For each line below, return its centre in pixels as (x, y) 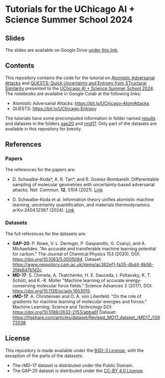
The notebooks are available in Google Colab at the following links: (73, 94)
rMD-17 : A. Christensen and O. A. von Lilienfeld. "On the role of (77, 296)
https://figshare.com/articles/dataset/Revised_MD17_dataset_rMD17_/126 (86, 317)
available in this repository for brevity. (44, 128)
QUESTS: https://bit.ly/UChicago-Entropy (54, 109)
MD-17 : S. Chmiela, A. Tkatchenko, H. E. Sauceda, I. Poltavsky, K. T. (82, 275)
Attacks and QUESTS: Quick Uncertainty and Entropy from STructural (76, 83)
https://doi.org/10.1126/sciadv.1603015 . (52, 291)
